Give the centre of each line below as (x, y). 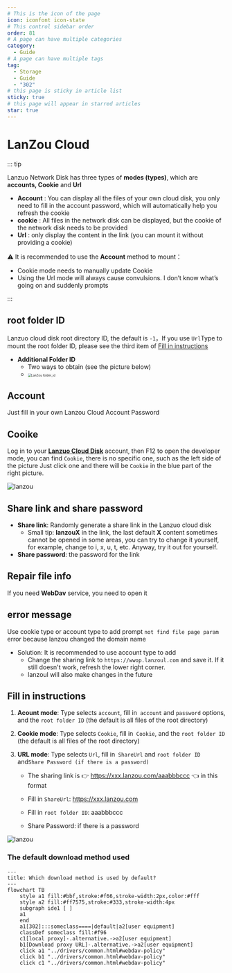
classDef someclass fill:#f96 (63, 932)
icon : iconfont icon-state (46, 20)
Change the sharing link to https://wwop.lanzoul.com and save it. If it (126, 660)
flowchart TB (26, 890)
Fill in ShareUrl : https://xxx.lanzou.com (83, 799)
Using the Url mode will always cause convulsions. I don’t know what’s (118, 277)
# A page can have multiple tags (55, 59)
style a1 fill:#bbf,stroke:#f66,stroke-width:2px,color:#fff (109, 896)
